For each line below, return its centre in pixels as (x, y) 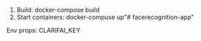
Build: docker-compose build (58, 10)
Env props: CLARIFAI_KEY (43, 30)
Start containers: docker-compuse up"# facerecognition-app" (105, 17)
